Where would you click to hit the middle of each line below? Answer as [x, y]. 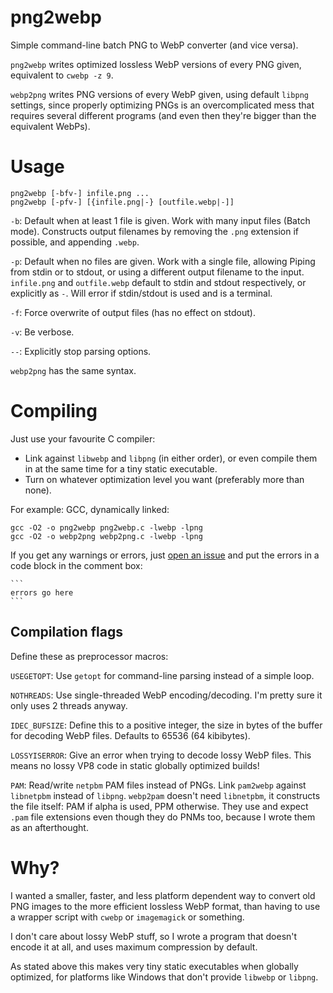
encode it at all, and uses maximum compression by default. [134, 947]
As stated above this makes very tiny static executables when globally [154, 966]
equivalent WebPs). [50, 126]
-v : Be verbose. [42, 332]
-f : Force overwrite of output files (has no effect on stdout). [133, 312]
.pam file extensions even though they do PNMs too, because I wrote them [163, 817]
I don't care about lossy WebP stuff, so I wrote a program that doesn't [154, 936]
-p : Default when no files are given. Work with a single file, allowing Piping [163, 261]
